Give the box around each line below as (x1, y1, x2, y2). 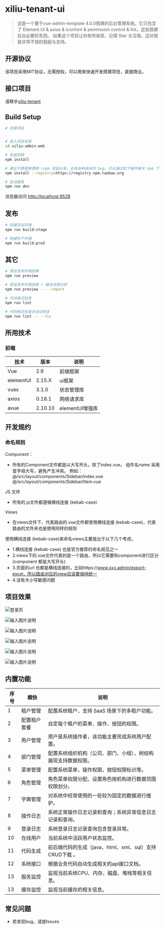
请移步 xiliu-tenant (5, 98, 41, 104)
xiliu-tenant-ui (5, 3, 65, 15)
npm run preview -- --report (5, 287, 65, 292)
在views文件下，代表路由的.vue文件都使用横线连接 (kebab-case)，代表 (12, 519, 156, 525)
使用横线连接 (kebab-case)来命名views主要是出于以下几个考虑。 (5, 536, 136, 541)
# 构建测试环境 (5, 223, 32, 228)
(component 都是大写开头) (12, 558, 66, 564)
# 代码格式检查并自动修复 (5, 309, 50, 314)
